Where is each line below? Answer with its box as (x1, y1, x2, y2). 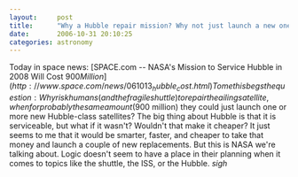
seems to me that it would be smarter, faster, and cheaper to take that (9, 130, 264, 141)
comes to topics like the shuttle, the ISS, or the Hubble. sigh (9, 158, 228, 169)
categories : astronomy (9, 37, 93, 47)
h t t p (12, 81, 27, 91)
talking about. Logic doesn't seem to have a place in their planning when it (9, 149, 281, 159)
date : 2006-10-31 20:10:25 (9, 29, 133, 38)
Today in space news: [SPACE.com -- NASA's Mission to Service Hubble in (9, 62, 283, 73)
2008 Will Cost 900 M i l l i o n (9, 72, 105, 82)
